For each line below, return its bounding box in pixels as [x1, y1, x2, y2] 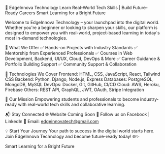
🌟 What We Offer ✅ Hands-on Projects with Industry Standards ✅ [5, 45, 138, 50]
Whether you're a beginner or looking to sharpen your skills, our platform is [5, 25, 158, 31]
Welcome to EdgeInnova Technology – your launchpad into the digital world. [5, 20, 160, 25]
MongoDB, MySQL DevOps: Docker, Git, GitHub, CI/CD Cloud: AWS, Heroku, [5, 82, 160, 87]
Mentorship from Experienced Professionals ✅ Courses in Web [5, 50, 133, 56]
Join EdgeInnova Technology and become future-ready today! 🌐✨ [5, 133, 140, 139]
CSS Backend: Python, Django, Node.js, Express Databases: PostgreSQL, [5, 76, 154, 82]
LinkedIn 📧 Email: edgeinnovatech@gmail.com [5, 119, 99, 124]
